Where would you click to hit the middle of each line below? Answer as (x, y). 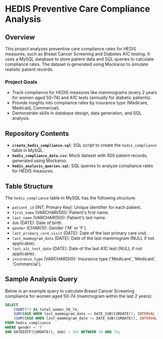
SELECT (12, 305)
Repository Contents (37, 134)
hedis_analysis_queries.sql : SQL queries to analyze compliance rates (82, 166)
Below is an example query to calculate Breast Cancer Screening (70, 291)
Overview (20, 37)
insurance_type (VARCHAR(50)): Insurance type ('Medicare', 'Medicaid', (84, 258)
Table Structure (29, 186)
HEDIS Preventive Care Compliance (78, 9)
